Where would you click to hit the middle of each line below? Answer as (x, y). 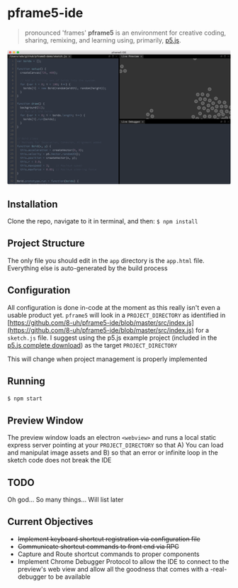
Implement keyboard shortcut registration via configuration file (109, 539)
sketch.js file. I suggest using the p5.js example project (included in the (112, 338)
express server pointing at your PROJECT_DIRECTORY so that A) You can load (116, 445)
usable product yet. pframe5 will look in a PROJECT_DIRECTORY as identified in (117, 315)
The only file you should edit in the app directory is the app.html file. (106, 260)
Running (27, 381)
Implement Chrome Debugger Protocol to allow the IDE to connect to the (123, 561)
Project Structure (46, 244)
